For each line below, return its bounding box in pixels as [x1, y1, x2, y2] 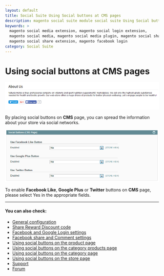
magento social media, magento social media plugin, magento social [9, 34, 152, 39]
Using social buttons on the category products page [12, 245, 117, 251]
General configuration [12, 219, 57, 225]
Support [12, 260, 29, 266]
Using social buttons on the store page [12, 255, 90, 261]
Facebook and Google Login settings [12, 229, 86, 235]
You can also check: [5, 208, 47, 214]
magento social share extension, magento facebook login [9, 39, 128, 44]
